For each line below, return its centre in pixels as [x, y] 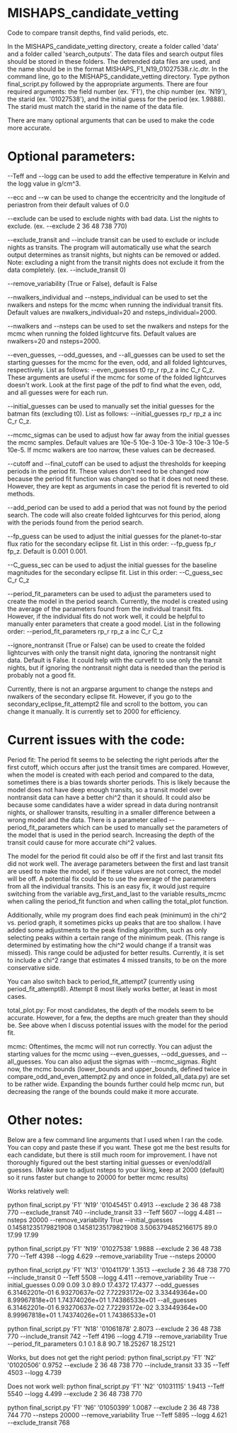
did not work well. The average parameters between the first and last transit [118, 863]
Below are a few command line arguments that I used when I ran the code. [116, 1140]
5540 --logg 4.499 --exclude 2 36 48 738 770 [75, 1393]
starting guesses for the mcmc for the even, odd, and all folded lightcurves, [117, 362]
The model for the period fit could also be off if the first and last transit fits [116, 856]
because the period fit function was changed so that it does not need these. [118, 479]
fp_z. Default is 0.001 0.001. [48, 551]
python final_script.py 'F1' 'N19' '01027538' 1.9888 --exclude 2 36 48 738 [114, 1248]
